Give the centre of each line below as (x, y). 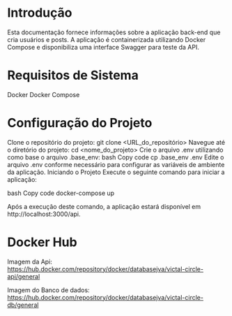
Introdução (40, 13)
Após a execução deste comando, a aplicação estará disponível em (104, 206)
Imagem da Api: (30, 261)
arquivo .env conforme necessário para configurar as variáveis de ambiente (116, 164)
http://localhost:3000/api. (44, 214)
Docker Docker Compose (44, 94)
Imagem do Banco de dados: (48, 290)
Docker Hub (42, 242)
